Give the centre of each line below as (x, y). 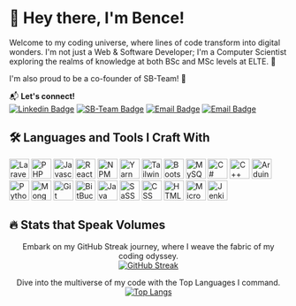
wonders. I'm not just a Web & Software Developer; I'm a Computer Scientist (148, 51)
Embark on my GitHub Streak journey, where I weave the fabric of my (148, 246)
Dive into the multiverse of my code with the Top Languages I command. (148, 282)
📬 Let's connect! (42, 96)
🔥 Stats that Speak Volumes (87, 225)
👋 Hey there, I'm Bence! (97, 18)
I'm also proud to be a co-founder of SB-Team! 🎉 (98, 78)
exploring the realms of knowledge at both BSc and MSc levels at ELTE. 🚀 (143, 61)
